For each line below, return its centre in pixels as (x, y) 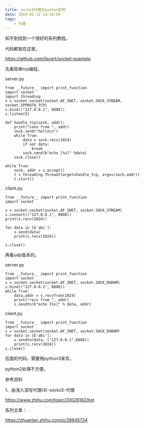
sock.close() (27, 157)
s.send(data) (27, 232)
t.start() (24, 179)
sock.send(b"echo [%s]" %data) (55, 153)
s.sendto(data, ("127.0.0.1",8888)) (52, 340)
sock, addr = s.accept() (39, 171)
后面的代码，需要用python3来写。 (39, 359)
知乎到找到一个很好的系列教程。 (37, 38)
